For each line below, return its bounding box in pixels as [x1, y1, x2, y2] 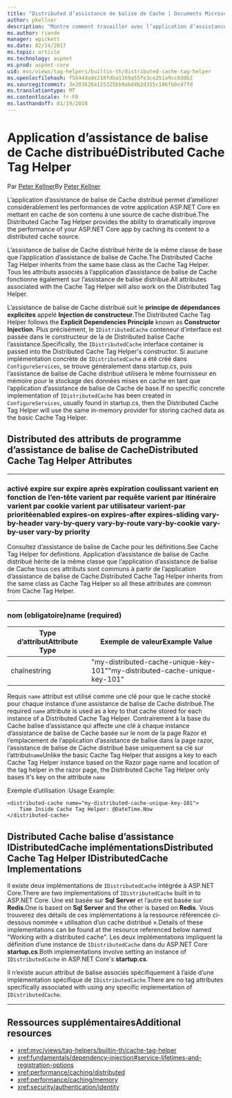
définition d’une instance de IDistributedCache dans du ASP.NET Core [7, 940, 208, 949]
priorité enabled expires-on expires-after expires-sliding [7, 510, 200, 519]
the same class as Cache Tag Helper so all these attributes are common [7, 579, 212, 588]
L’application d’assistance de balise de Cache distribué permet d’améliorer [7, 195, 219, 204]
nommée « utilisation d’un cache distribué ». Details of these [32, 918, 204, 927]
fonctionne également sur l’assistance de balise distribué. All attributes [7, 274, 207, 283]
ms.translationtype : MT [7, 87, 76, 94]
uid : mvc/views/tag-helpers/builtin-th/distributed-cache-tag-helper [7, 68, 212, 75]
